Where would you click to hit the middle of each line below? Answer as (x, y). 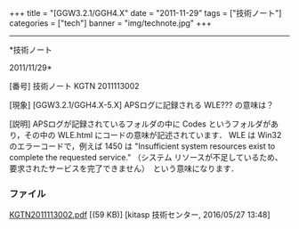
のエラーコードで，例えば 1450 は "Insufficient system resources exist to (142, 146)
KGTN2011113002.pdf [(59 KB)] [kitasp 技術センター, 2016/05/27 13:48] (140, 215)
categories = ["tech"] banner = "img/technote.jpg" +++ (110, 23)
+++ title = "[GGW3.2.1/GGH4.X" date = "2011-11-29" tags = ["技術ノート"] (145, 13)
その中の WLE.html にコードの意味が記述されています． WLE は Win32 (153, 135)
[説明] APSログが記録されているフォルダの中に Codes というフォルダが (140, 124)
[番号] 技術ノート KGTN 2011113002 (74, 86)
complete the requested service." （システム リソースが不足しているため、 (146, 157)
